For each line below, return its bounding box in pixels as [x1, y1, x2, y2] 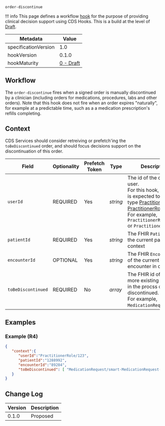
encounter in [127, 263, 157, 270]
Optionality [52, 163, 80, 170]
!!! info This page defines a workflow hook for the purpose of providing [5, 13, 148, 19]
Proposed [31, 413, 54, 420]
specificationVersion [7, 44, 55, 50]
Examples [5, 318, 36, 327]
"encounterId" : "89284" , [18, 362, 67, 367]
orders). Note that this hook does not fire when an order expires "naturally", [5, 100, 158, 106]
